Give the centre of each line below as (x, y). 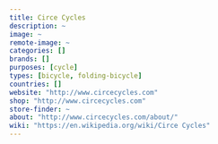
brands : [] (30, 59)
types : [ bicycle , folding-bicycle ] (76, 76)
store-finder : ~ (39, 109)
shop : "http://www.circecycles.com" (78, 101)
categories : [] (38, 51)
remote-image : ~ (39, 42)
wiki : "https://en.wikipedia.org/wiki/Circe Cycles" (110, 126)
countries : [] (36, 84)
